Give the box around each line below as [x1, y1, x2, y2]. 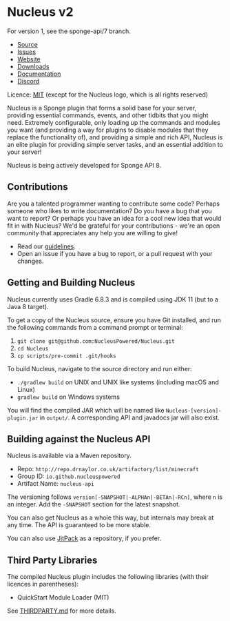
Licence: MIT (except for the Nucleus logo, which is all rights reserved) [7, 90, 209, 99]
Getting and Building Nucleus [7, 277, 136, 288]
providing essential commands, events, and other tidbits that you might [7, 111, 209, 119]
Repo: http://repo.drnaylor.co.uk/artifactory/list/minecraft [17, 465, 200, 473]
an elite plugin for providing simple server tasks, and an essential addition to [7, 140, 224, 148]
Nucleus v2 [7, 4, 74, 20]
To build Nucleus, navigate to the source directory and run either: [7, 364, 193, 373]
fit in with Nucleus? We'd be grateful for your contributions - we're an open [7, 221, 220, 230]
